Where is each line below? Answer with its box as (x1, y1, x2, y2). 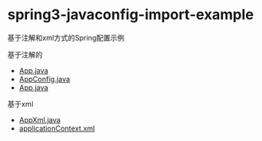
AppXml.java (18, 115, 61, 124)
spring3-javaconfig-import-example (7, 6, 254, 24)
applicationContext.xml (18, 123, 96, 133)
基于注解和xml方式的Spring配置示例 (7, 33, 125, 42)
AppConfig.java (18, 74, 71, 84)
